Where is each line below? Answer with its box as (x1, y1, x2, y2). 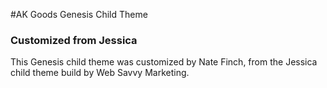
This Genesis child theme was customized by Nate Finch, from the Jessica (10, 56, 318, 68)
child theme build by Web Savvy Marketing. (10, 67, 190, 79)
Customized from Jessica (10, 33, 138, 47)
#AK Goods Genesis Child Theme (10, 9, 148, 20)
